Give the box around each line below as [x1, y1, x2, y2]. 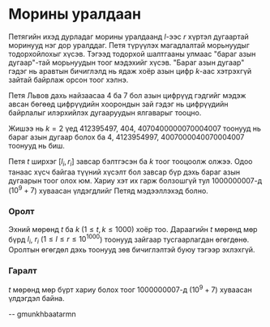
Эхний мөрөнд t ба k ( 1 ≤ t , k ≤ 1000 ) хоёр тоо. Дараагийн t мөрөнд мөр [8, 224, 258, 234]
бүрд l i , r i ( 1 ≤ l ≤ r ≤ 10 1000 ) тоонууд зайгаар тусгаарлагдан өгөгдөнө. [8, 233, 250, 246]
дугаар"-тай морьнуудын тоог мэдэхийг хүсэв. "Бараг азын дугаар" [8, 58, 245, 67]
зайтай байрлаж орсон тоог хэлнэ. [8, 75, 129, 84]
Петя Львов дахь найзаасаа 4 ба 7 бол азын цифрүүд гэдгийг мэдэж [8, 90, 246, 100]
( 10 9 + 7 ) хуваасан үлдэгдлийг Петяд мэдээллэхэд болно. [8, 184, 208, 196]
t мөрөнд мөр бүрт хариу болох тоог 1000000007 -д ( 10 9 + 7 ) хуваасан [8, 283, 253, 295]
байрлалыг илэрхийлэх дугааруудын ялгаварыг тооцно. [8, 107, 202, 118]
